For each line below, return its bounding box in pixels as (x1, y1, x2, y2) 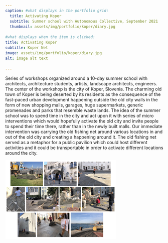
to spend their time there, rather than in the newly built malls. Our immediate (5, 124, 162, 130)
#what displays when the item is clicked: (5, 35, 95, 40)
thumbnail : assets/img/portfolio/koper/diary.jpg (10, 24, 115, 29)
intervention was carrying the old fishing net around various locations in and (5, 129, 163, 135)
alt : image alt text (5, 56, 49, 61)
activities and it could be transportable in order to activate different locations (5, 145, 163, 151)
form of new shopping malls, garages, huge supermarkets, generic (5, 102, 143, 108)
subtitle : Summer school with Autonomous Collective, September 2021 (10, 19, 158, 24)
